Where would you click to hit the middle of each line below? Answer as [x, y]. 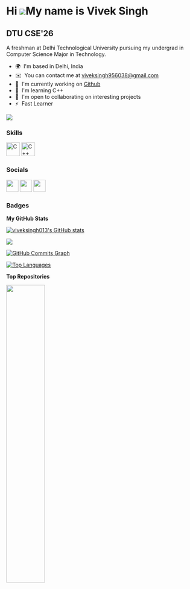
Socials [17, 170]
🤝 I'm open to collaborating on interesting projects [78, 97]
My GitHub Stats [27, 218]
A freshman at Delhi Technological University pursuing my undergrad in [95, 48]
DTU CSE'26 [30, 33]
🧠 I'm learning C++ [39, 90]
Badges [17, 205]
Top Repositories [28, 276]
